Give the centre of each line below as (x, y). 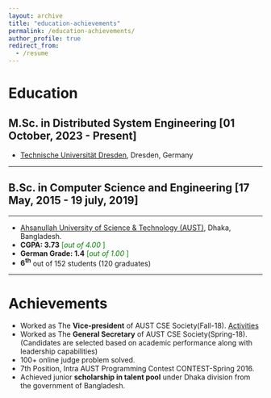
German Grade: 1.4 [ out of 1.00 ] (74, 253)
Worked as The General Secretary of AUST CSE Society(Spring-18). (133, 334)
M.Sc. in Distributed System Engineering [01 (122, 123)
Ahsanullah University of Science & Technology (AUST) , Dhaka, (125, 228)
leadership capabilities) (59, 351)
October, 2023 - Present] (73, 135)
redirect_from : (34, 46)
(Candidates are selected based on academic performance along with (136, 343)
